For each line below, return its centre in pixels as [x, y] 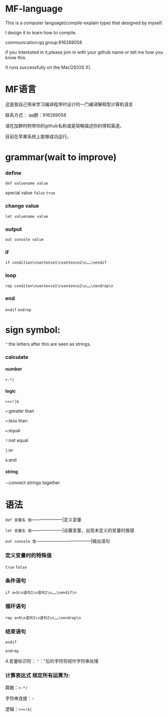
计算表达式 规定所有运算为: [38, 676]
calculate [17, 357]
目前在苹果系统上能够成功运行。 [38, 136]
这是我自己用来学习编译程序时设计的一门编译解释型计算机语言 [69, 104]
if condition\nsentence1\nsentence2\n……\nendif [56, 263]
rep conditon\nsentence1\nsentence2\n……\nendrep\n [59, 286]
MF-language [34, 9]
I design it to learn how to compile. [41, 32]
